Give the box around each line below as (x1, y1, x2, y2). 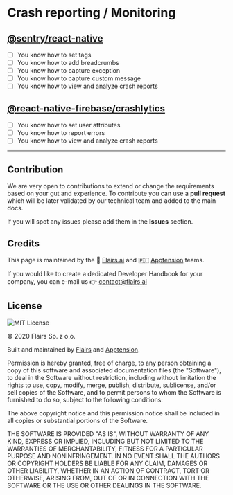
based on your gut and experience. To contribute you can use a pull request (7, 189, 226, 198)
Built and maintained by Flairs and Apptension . (7, 345, 140, 354)
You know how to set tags (17, 51, 92, 59)
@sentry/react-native (7, 33, 103, 44)
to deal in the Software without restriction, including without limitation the (7, 373, 216, 381)
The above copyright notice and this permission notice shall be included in (7, 408, 220, 417)
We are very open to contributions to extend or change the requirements (7, 182, 214, 190)
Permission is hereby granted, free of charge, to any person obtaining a (7, 359, 212, 367)
